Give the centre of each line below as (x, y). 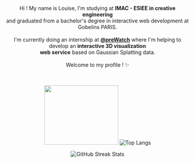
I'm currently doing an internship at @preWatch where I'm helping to (97, 40)
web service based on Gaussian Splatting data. (97, 52)
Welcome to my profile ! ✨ (97, 65)
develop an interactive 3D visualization (97, 46)
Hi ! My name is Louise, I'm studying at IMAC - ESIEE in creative (97, 8)
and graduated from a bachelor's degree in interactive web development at (97, 21)
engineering (97, 15)
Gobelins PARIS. (97, 27)
